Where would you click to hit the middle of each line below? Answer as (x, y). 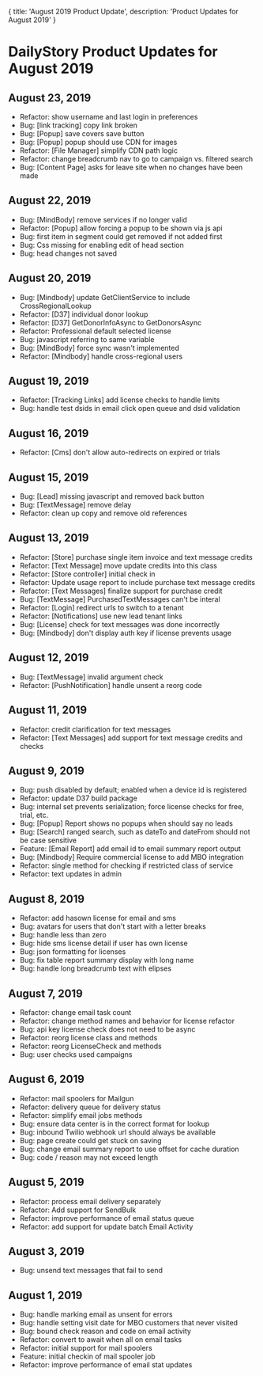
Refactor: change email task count (75, 1012)
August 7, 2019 (45, 993)
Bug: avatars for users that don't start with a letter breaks (113, 926)
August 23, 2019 (50, 98)
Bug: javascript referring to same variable (87, 339)
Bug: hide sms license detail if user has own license (103, 943)
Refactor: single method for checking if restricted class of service (126, 865)
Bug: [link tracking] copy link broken (79, 125)
